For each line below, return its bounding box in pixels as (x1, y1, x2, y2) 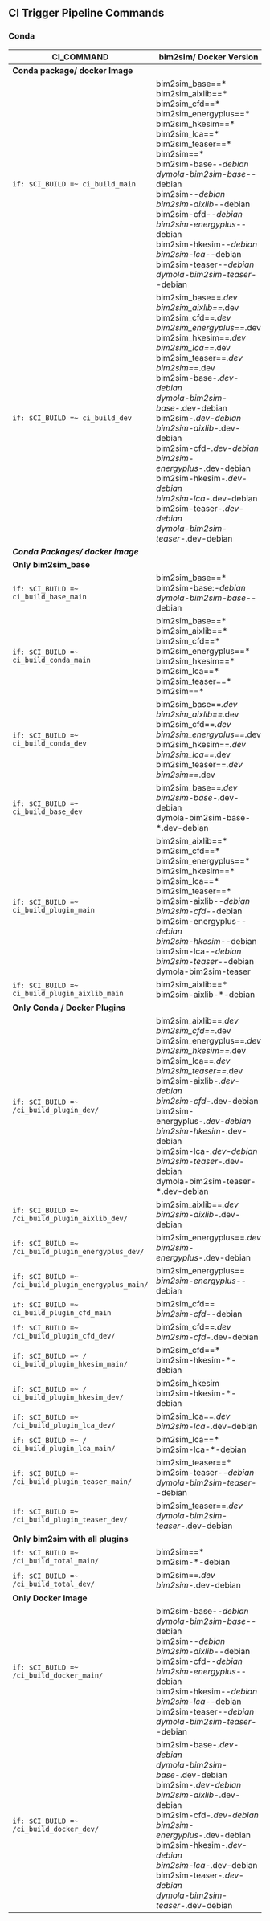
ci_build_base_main (12, 592, 87, 601)
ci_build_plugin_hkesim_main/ (12, 1359, 129, 1368)
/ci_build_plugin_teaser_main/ (12, 1477, 133, 1486)
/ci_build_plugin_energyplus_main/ (12, 1280, 149, 1289)
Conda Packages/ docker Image (12, 546, 139, 557)
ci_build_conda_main (12, 655, 91, 664)
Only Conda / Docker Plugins (12, 1002, 126, 1013)
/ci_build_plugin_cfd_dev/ (12, 1331, 116, 1340)
